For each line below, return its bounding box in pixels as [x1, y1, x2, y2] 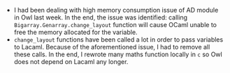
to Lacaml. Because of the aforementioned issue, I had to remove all [13, 43, 210, 51]
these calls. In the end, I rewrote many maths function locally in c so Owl [13, 50, 222, 58]
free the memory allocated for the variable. [13, 28, 138, 36]
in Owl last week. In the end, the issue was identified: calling [13, 13, 187, 22]
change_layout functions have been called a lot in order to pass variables [13, 35, 224, 44]
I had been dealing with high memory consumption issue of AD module [13, 6, 219, 14]
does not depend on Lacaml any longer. [13, 58, 129, 65]
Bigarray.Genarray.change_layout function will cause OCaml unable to [13, 21, 217, 29]
